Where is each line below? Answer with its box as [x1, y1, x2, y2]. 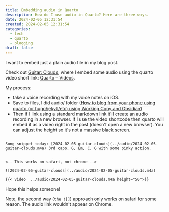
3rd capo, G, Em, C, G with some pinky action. [48, 146, 152, 151]
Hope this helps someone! [5, 185, 60, 192]
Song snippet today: [5, 141, 49, 146]
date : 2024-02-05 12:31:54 [5, 17, 63, 22]
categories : [5, 26, 31, 32]
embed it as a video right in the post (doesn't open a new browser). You [12, 121, 163, 127]
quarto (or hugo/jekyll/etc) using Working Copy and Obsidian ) [12, 105, 143, 111]
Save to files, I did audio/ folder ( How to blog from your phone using [12, 100, 156, 106]
